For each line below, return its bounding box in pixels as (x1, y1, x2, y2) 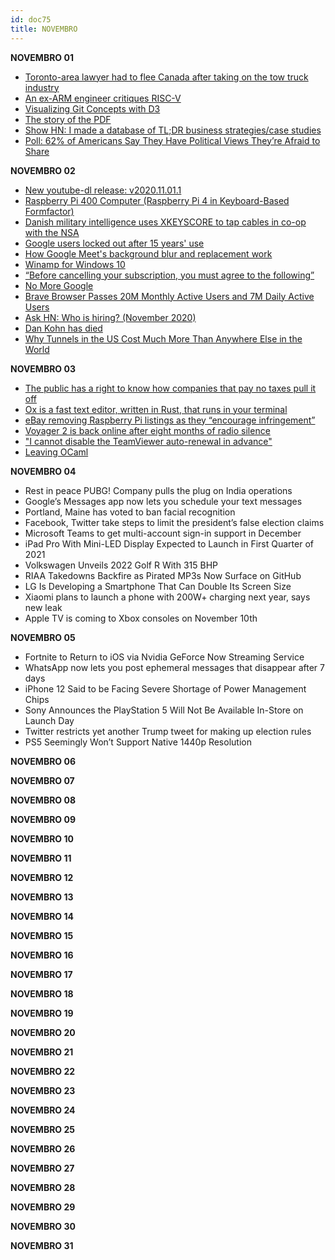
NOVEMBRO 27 (10, 1162, 75, 1174)
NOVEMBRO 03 (10, 362, 76, 375)
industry (24, 81, 60, 93)
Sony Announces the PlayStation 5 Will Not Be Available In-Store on (24, 704, 304, 716)
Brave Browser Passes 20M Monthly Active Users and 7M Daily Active (24, 290, 315, 302)
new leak (24, 601, 63, 613)
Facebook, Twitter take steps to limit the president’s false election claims (24, 516, 325, 528)
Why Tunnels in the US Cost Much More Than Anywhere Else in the (24, 332, 303, 345)
